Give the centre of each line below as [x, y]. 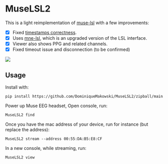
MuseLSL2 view [20, 157]
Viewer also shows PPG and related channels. [60, 44]
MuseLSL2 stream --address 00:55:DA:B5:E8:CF [54, 139]
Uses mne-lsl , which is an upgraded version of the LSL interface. [80, 38]
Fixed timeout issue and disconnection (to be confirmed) [71, 50]
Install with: [17, 87]
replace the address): [27, 130]
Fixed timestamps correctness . [45, 32]
